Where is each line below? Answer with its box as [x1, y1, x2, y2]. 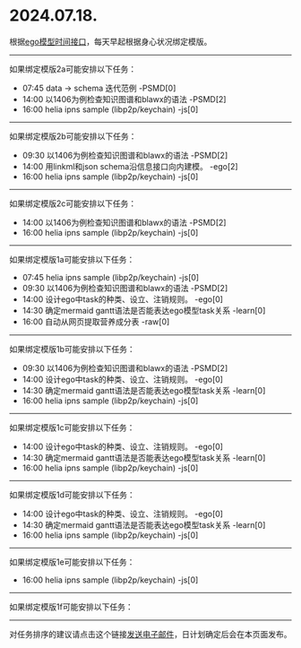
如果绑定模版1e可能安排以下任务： [9, 557, 135, 567]
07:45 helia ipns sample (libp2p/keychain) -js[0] [21, 272, 200, 282]
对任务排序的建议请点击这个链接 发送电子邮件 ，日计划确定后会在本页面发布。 [9, 628, 292, 639]
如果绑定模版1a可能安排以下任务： [9, 254, 135, 264]
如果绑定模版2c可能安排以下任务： [9, 198, 137, 209]
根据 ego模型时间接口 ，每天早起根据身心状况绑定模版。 [9, 36, 212, 47]
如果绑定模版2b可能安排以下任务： [9, 131, 137, 142]
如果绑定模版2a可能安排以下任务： [9, 64, 137, 74]
